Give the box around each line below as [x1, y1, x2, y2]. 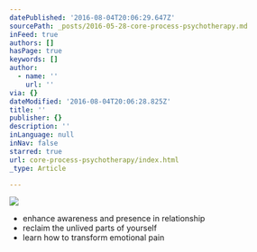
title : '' [9, 105, 47, 114]
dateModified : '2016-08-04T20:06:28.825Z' [9, 96, 171, 106]
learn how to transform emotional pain [22, 232, 165, 243]
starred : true [9, 147, 63, 156]
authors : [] [9, 38, 54, 48]
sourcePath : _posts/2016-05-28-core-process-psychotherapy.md [9, 22, 248, 31]
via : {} [9, 88, 39, 97]
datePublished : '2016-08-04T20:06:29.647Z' [9, 13, 176, 22]
